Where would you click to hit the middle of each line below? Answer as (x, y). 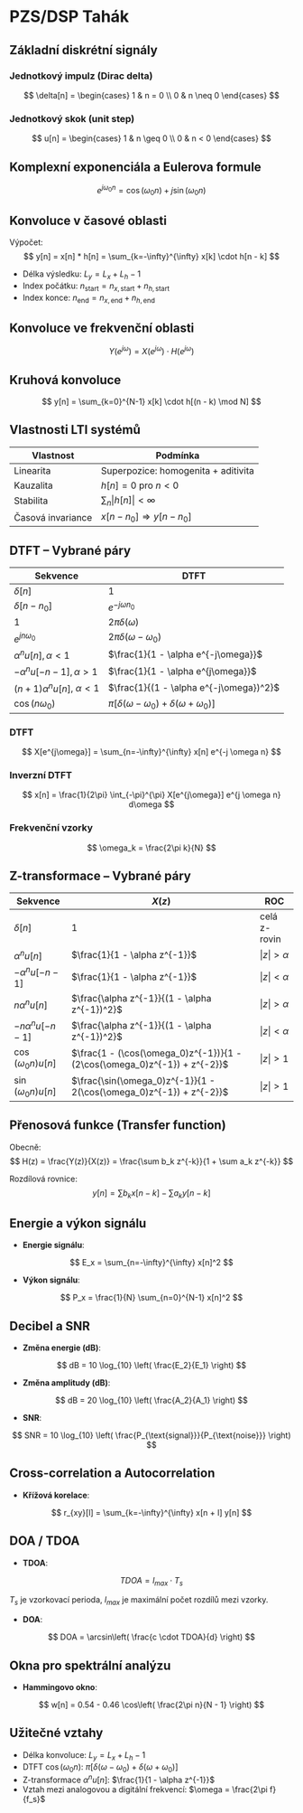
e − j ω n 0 (121, 606)
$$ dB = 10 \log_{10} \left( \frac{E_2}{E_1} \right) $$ (151, 1366)
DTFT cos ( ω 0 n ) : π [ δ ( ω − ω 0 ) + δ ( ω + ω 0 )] (100, 1767)
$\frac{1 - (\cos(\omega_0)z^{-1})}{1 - (157, 1053)
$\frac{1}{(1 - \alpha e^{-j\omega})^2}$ (194, 687)
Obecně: (25, 1147)
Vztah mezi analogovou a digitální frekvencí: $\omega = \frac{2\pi (145, 1790)
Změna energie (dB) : (62, 1348)
